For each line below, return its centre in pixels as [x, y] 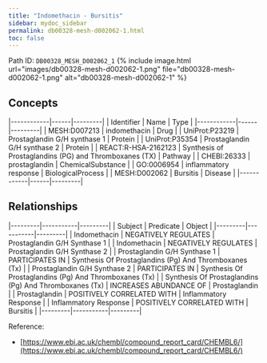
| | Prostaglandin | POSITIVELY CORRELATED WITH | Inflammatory [118, 293]
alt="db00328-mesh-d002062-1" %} [126, 78]
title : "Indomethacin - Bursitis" [66, 16]
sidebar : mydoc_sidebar [48, 23]
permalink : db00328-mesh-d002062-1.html [77, 30]
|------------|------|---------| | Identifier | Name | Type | [101, 122]
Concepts [33, 103]
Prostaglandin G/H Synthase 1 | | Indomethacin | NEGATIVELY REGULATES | [133, 243]
